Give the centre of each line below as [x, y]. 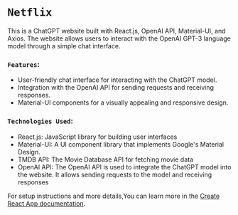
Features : [24, 64]
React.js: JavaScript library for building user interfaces [97, 137]
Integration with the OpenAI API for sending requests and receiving [116, 88]
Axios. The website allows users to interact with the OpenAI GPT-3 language [119, 38]
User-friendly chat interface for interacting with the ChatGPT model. [117, 80]
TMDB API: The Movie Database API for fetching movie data [106, 159]
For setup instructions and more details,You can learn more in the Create [114, 196]
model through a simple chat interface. [64, 46]
